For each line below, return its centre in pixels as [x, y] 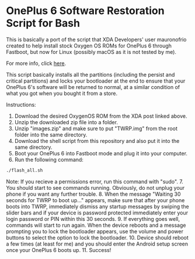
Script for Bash [43, 23]
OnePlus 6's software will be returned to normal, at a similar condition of [93, 87]
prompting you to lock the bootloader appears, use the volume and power [95, 231]
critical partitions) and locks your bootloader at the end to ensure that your [96, 81]
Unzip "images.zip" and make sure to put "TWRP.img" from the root [96, 128]
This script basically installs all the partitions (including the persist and [90, 74]
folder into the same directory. [51, 134]
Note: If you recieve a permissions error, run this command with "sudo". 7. [95, 181]
